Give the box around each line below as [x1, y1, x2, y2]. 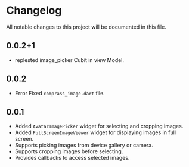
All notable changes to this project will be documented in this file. [6, 23, 167, 30]
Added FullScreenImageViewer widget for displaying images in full [14, 129, 176, 136]
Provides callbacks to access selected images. [14, 154, 130, 162]
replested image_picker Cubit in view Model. [14, 56, 124, 63]
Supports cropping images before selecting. [14, 148, 123, 155]
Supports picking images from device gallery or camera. [14, 141, 153, 149]
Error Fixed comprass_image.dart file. [14, 89, 106, 97]
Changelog [6, 4, 62, 17]
